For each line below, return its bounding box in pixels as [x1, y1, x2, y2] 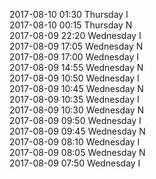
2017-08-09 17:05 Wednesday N [9, 40, 144, 52]
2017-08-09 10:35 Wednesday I [9, 94, 140, 105]
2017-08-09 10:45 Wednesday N [9, 83, 144, 94]
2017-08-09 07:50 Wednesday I [9, 157, 141, 169]
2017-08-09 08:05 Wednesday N [9, 147, 146, 158]
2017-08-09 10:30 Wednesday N [9, 104, 145, 116]
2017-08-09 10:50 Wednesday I [9, 72, 140, 84]
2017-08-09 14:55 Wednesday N [9, 62, 144, 73]
